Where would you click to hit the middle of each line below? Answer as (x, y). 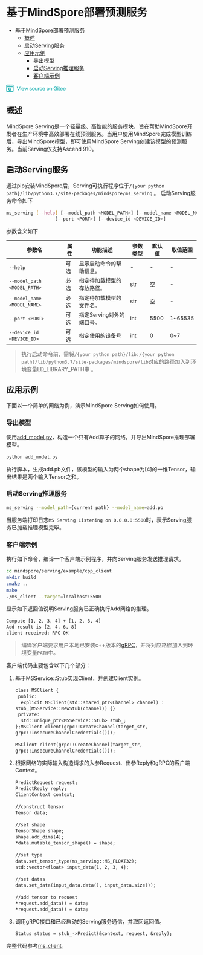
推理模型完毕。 (46, 527)
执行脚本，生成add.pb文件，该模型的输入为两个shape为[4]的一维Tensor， (98, 469)
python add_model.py (32, 457)
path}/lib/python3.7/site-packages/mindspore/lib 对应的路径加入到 (106, 361)
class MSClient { (37, 691)
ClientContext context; (45, 795)
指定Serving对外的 (102, 314)
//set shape (30, 825)
